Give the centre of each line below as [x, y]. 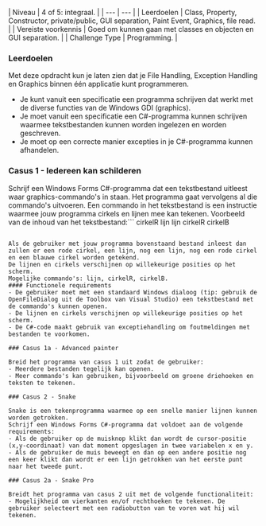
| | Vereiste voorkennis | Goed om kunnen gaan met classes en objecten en [131, 29]
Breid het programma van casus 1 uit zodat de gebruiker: [106, 362]
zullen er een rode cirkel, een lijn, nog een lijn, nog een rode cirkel [133, 251]
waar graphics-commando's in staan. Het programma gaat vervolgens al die [133, 197]
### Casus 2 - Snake [42, 397]
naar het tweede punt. [46, 466]
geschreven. [40, 133]
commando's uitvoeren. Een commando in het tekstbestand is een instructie [133, 205]
